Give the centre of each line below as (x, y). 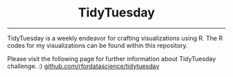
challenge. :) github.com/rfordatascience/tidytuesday (83, 66)
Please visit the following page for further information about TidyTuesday (112, 58)
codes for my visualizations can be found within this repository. (98, 45)
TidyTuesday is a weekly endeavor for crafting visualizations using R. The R (115, 38)
